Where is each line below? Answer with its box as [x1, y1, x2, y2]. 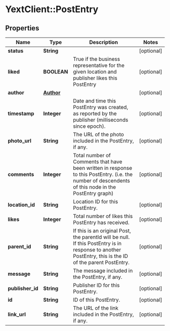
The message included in [73, 267, 133, 274]
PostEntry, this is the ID [73, 252, 128, 260]
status [8, 47, 24, 54]
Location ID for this [73, 198, 118, 205]
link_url [8, 311, 26, 318]
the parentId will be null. [73, 234, 130, 240]
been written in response [73, 165, 133, 171]
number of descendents [73, 177, 130, 184]
